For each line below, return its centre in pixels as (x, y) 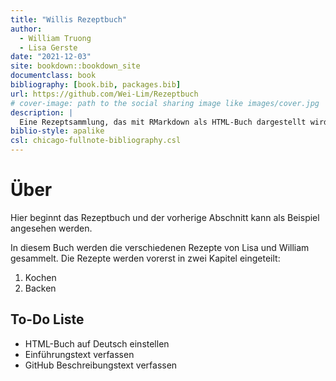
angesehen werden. (51, 228)
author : (26, 29)
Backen (40, 288)
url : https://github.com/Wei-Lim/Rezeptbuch (104, 94)
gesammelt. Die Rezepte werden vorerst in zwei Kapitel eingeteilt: (145, 258)
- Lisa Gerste (48, 47)
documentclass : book (53, 76)
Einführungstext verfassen (79, 354)
